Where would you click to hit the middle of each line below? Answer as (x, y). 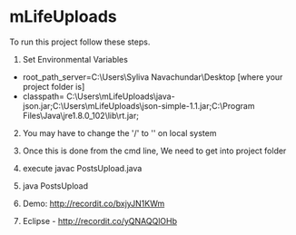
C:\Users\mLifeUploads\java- (121, 96)
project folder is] (54, 86)
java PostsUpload (55, 186)
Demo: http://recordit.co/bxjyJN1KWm (94, 203)
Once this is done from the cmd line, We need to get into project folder (154, 151)
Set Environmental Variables (75, 59)
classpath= (44, 96)
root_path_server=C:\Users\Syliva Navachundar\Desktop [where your (153, 77)
